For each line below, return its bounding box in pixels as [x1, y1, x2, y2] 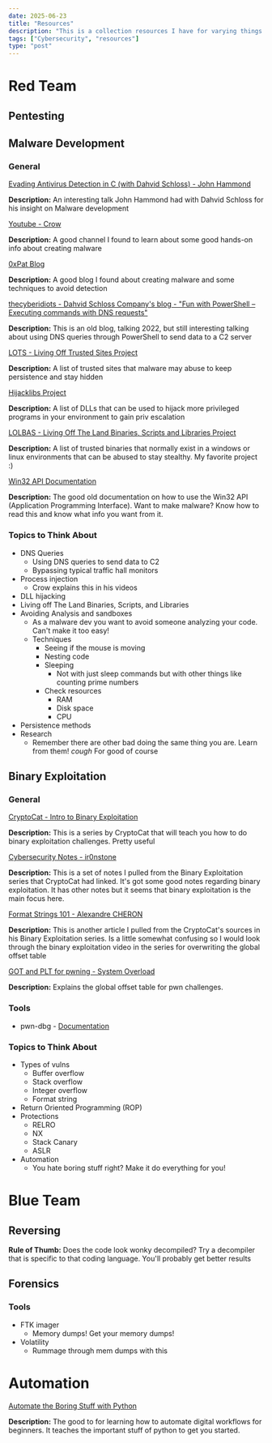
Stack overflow [32, 1077, 83, 1087]
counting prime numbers [56, 677, 139, 687]
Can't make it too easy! [32, 625, 109, 635]
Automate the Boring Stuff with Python [8, 1401, 138, 1411]
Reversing [8, 1223, 61, 1237]
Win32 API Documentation [8, 476, 97, 486]
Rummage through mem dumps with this [32, 1346, 168, 1355]
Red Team [8, 77, 77, 96]
